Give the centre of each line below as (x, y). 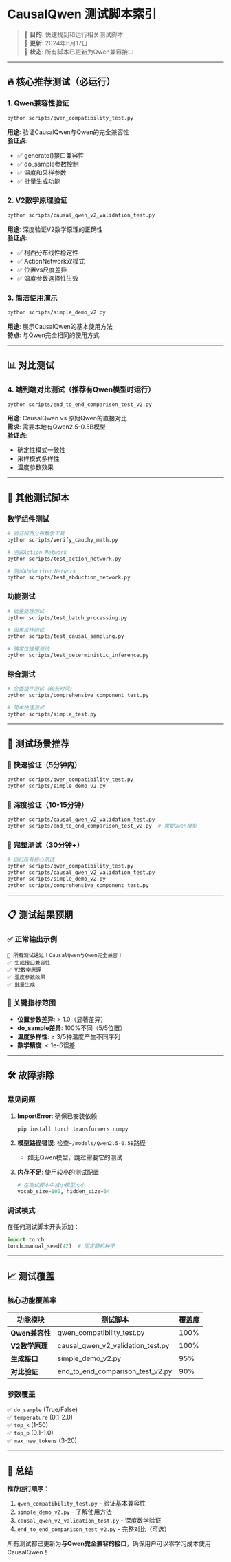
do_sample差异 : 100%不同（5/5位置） (71, 1028)
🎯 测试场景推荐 (38, 744)
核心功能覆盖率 (32, 1300)
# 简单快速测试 (26, 707)
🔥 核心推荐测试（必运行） (61, 82)
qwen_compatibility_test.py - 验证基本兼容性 (81, 1503)
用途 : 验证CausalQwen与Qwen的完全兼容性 (68, 132)
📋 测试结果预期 (40, 915)
